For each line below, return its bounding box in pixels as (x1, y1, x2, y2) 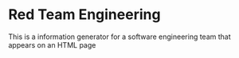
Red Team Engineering (8, 6, 161, 24)
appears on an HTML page (8, 40, 96, 49)
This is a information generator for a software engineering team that (8, 32, 231, 41)
